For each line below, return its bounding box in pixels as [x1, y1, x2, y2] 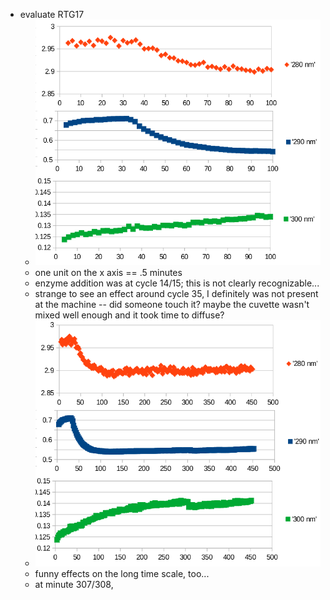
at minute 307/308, [34, 579, 114, 591]
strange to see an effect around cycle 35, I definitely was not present [34, 287, 319, 299]
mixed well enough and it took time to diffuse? [34, 309, 225, 321]
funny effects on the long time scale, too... [34, 568, 210, 580]
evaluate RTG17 [19, 9, 85, 20]
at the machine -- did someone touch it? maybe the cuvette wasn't [34, 298, 310, 310]
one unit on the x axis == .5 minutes [34, 266, 183, 278]
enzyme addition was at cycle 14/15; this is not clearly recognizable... [34, 277, 320, 289]
